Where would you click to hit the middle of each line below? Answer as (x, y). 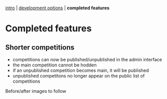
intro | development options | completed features (57, 8)
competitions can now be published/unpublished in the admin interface (87, 59)
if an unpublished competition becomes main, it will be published (81, 70)
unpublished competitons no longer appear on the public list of (79, 76)
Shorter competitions (40, 47)
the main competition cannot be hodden (54, 65)
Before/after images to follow (36, 91)
